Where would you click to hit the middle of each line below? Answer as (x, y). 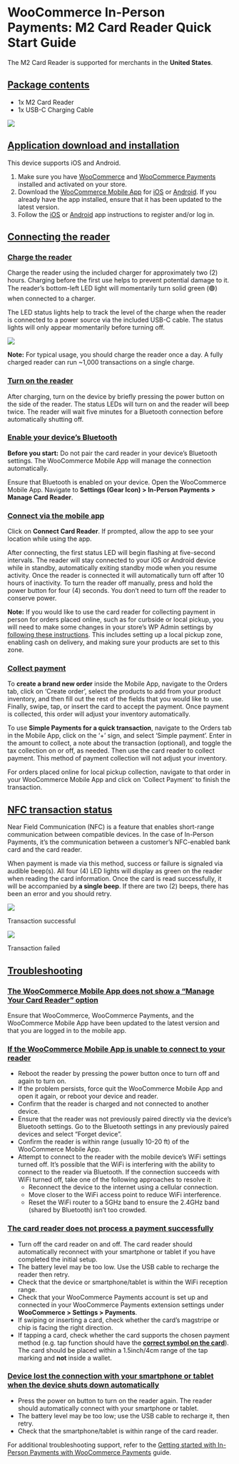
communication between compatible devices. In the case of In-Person (111, 835)
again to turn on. (42, 1081)
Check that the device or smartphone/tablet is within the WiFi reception (123, 1282)
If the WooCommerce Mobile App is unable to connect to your (116, 1049)
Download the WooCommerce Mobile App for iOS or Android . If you (117, 192)
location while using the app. (50, 539)
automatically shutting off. (46, 419)
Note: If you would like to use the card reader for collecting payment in (112, 612)
